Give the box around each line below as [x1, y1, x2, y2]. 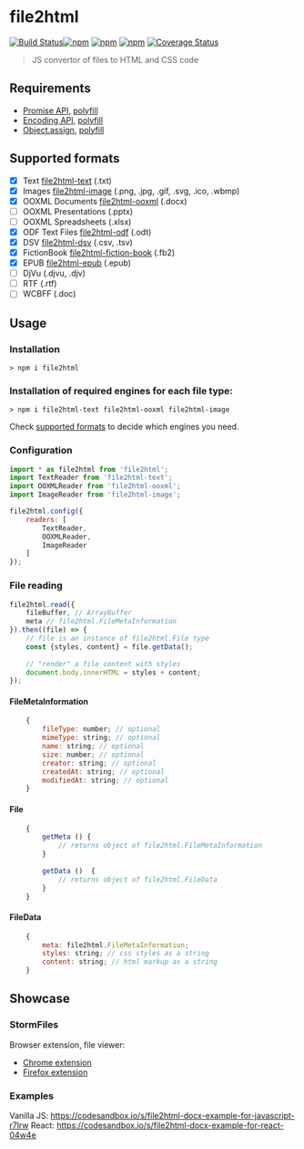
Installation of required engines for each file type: [9, 384, 234, 397]
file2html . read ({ [9, 600, 76, 609]
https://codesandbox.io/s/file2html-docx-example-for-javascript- [50, 1110, 296, 1121]
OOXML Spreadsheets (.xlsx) [22, 216, 132, 227]
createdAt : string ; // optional [42, 767, 166, 777]
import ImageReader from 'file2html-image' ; [9, 490, 181, 499]
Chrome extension [22, 1057, 93, 1068]
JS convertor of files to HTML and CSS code [31, 54, 199, 65]
